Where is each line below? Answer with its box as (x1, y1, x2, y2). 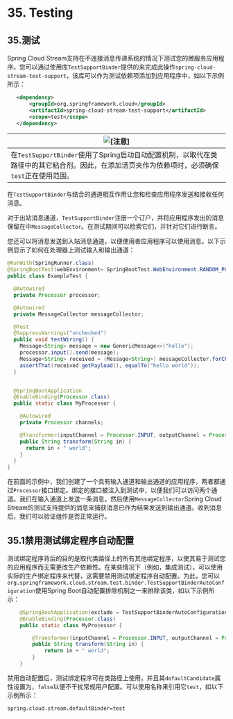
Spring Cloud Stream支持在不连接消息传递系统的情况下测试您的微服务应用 (7, 54, 218, 62)
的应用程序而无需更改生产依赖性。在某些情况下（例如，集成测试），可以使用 (7, 563, 223, 571)
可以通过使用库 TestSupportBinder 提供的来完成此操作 (25, 63, 175, 71)
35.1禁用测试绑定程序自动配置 (7, 534, 135, 547)
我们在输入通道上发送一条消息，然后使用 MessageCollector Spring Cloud (19, 495, 222, 503)
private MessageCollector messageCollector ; (13, 311, 144, 318)
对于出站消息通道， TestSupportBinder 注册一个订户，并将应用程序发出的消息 (7, 213, 224, 222)
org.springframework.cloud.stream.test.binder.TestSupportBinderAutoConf (7, 579, 225, 586)
